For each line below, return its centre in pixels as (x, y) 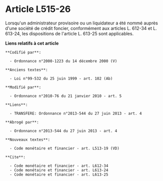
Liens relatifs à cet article (32, 43)
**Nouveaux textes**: (28, 140)
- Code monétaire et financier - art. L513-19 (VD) (65, 148)
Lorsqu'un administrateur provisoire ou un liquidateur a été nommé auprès (82, 23)
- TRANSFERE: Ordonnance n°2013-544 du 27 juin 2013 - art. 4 (76, 113)
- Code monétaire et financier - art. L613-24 (59, 170)
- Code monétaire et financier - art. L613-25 (59, 175)
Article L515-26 (38, 9)
